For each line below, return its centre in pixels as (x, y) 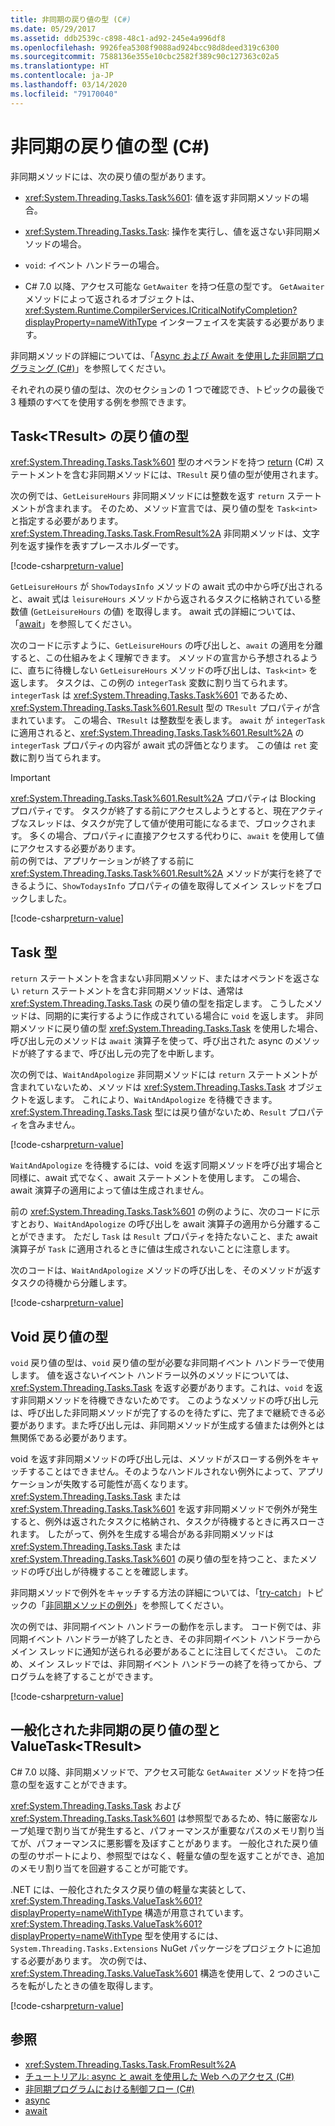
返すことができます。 (88, 1784)
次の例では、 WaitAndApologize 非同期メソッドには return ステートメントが (164, 1075)
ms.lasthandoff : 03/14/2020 (69, 85)
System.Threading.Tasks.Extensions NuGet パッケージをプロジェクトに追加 (165, 1948)
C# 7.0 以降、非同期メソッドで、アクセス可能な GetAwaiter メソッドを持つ (163, 1772)
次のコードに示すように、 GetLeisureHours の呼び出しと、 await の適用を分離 (167, 645)
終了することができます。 (106, 1676)
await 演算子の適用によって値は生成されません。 (110, 1190)
